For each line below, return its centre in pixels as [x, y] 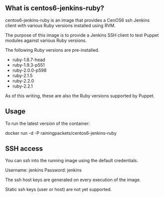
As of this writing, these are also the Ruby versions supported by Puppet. [80, 96]
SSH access [24, 149]
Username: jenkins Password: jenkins [43, 170]
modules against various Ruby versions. [46, 40]
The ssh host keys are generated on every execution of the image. [73, 180]
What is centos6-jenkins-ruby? [55, 8]
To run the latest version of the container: [47, 123]
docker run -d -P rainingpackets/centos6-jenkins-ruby [61, 133]
